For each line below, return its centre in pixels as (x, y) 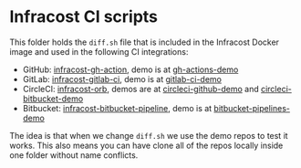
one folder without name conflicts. (74, 155)
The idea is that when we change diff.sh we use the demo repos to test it (149, 135)
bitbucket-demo (53, 99)
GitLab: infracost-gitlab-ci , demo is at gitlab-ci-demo (122, 79)
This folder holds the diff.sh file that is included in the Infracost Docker (145, 42)
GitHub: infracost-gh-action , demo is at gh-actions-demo (130, 69)
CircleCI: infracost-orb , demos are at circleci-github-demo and (140, 89)
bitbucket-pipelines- (252, 108)
